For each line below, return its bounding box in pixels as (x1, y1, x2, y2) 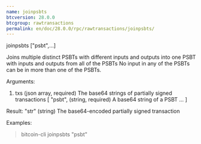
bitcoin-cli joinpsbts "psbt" (20, 131, 88, 138)
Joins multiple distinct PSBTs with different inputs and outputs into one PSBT (6, 53, 196, 61)
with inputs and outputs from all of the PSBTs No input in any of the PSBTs (6, 60, 190, 67)
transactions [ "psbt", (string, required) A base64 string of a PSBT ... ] (14, 96, 188, 103)
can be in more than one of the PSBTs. (6, 67, 102, 74)
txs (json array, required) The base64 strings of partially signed (14, 89, 173, 97)
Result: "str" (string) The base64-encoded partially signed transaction (6, 107, 181, 115)
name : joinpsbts (6, 8, 47, 15)
